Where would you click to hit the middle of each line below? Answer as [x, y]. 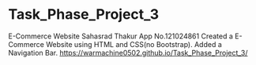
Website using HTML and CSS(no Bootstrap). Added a [134, 44]
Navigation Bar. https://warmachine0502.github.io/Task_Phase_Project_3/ [128, 52]
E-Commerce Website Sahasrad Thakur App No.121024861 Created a [120, 36]
